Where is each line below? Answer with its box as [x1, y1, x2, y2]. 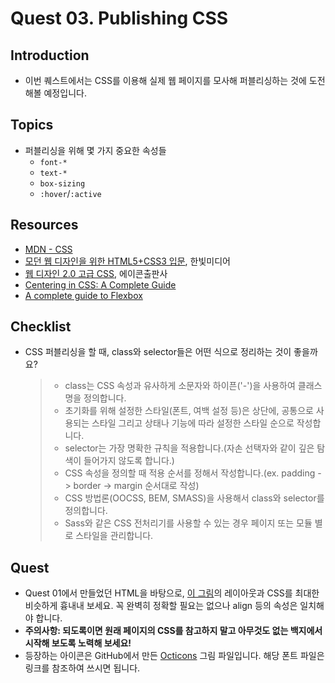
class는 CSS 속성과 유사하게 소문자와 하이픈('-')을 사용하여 [64, 380, 296, 392]
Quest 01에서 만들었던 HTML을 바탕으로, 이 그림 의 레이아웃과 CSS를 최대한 [24, 587, 320, 599]
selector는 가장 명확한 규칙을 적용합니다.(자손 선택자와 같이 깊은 [64, 442, 315, 454]
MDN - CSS [24, 243, 73, 255]
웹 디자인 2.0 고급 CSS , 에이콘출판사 [24, 267, 168, 279]
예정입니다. [43, 87, 87, 99]
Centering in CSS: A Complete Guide [24, 278, 177, 291]
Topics [10, 117, 54, 134]
